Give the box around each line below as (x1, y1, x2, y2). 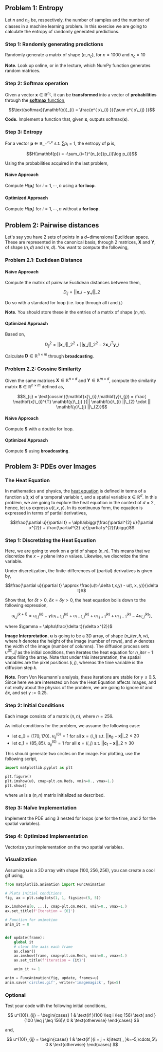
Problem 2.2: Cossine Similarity (5, 365, 82, 372)
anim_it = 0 (5, 922, 29, 927)
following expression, (5, 603, 48, 608)
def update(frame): (5, 935, 45, 940)
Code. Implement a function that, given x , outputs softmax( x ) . (5, 116, 129, 122)
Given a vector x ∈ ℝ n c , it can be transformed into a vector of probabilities (5, 91, 157, 97)
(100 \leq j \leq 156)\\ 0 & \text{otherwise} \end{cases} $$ (24, 1017, 140, 1024)
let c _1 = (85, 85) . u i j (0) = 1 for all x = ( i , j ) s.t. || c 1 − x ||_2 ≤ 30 (12, 739, 134, 747)
